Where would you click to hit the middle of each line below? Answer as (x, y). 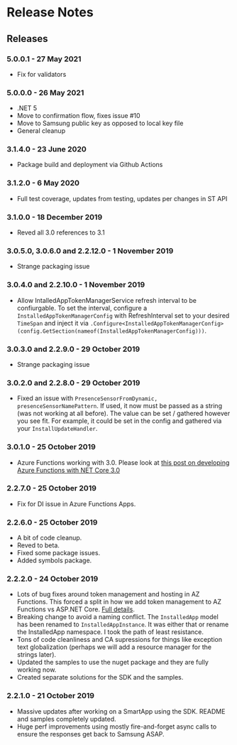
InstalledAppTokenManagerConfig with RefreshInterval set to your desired (123, 315)
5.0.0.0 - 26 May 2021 (45, 92)
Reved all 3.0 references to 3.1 (61, 232)
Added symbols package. (54, 561)
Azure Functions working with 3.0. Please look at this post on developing (123, 462)
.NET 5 (27, 108)
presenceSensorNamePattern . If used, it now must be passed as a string (120, 406)
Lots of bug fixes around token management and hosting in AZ (108, 594)
